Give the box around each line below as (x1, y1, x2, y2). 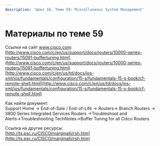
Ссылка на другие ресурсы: (5, 125, 63, 131)
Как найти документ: (5, 100, 49, 106)
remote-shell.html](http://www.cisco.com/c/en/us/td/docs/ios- (5, 80, 131, 86)
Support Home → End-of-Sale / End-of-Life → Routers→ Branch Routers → (5, 105, 156, 111)
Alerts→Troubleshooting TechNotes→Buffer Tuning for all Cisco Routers (5, 115, 149, 122)
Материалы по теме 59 (5, 28, 104, 39)
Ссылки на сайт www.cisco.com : (5, 44, 72, 50)
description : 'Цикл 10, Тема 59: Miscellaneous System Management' (5, 7, 145, 12)
